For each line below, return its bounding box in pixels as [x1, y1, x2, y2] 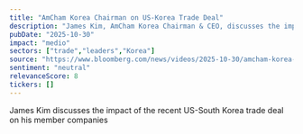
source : [9, 55, 39, 64]
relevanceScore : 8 [9, 72, 78, 81]
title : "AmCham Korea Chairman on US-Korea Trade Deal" [9, 13, 224, 22]
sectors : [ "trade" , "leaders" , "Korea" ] [9, 47, 155, 56]
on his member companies [9, 114, 108, 125]
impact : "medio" [9, 38, 70, 48]
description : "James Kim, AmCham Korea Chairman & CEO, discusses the [9, 22, 280, 31]
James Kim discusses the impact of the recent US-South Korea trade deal [9, 104, 284, 115]
